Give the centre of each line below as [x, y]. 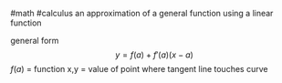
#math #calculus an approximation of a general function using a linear [142, 13]
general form [35, 41]
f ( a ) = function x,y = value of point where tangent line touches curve [139, 69]
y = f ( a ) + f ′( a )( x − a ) [154, 55]
